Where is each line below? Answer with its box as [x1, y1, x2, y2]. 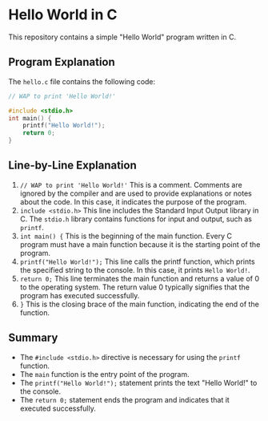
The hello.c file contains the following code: [8, 76, 156, 86]
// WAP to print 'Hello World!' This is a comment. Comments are [19, 180, 242, 189]
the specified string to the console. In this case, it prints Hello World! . [19, 265, 250, 274]
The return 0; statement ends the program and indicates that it [19, 395, 230, 404]
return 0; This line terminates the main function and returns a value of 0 [19, 273, 260, 283]
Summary [8, 331, 58, 345]
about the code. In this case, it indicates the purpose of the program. [19, 196, 247, 206]
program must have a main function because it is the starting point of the [19, 239, 261, 249]
